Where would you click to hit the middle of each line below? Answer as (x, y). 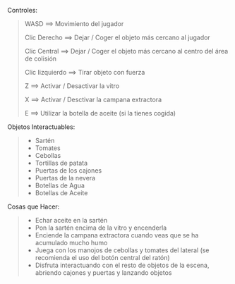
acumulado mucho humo (71, 243)
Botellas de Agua (60, 185)
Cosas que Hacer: (34, 206)
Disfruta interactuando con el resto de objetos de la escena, (122, 265)
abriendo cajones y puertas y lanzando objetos (103, 273)
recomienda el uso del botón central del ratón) (103, 258)
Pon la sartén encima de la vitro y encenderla (101, 228)
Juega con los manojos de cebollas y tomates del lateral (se (122, 250)
